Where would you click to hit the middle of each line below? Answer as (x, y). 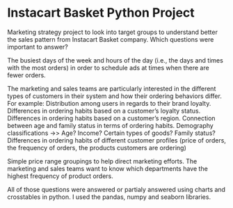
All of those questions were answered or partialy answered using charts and (116, 189)
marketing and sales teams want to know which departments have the (108, 168)
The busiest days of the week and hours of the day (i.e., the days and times (115, 60)
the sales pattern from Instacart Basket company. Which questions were (111, 39)
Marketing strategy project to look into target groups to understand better (112, 32)
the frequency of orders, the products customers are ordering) (97, 147)
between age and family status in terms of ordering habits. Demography (110, 125)
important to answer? (38, 47)
